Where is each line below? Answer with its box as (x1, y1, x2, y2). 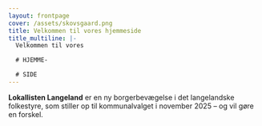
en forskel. (8, 109, 44, 119)
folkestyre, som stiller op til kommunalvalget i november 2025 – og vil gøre (8, 101, 255, 111)
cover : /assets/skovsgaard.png (8, 19, 113, 27)
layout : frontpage (8, 11, 70, 20)
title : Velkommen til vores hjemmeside (8, 26, 142, 35)
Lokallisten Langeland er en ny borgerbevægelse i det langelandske (8, 92, 235, 102)
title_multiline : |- (8, 34, 78, 43)
